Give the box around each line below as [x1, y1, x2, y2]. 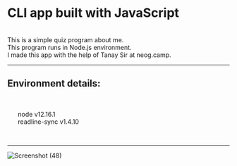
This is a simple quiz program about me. [7, 35, 124, 44]
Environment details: [7, 77, 101, 89]
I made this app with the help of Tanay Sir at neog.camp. [7, 51, 171, 59]
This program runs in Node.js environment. [7, 43, 132, 51]
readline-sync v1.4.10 [17, 117, 80, 126]
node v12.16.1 [17, 110, 56, 118]
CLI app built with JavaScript [7, 5, 180, 21]
